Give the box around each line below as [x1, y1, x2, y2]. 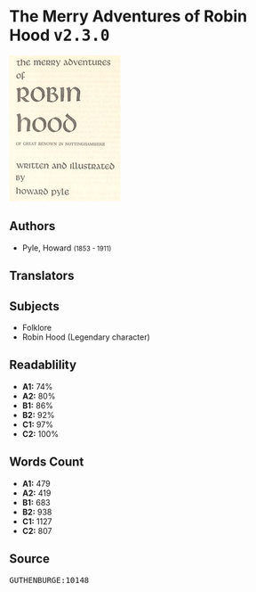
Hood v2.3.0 [9, 25, 110, 45]
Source [9, 551, 51, 566]
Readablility [9, 358, 77, 373]
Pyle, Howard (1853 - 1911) [21, 243, 112, 253]
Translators [9, 268, 75, 284]
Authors [9, 218, 56, 234]
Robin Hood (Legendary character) [21, 332, 151, 342]
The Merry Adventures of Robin [9, 6, 247, 27]
